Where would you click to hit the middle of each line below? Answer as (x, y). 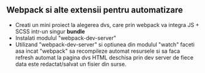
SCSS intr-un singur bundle (50, 31)
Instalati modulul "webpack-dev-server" (65, 38)
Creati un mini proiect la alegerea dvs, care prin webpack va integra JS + (107, 25)
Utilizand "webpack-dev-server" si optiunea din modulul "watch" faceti (105, 44)
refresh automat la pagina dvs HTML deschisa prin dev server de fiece (104, 57)
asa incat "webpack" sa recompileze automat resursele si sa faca (98, 51)
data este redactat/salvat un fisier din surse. (71, 64)
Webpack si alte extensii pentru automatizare (95, 10)
